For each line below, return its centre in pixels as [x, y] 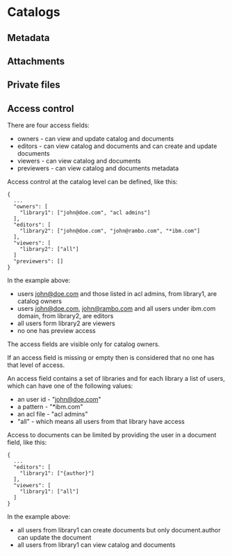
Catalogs [34, 12]
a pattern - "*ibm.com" [50, 407]
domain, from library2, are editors [65, 316]
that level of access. [36, 365]
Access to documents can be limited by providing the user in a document [112, 435]
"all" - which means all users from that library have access [101, 422]
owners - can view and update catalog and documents [96, 139]
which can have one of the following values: [70, 386]
